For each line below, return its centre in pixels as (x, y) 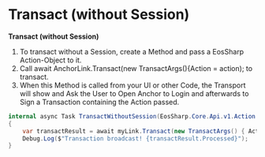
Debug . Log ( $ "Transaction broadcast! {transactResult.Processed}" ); (135, 138)
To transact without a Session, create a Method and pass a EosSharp (132, 51)
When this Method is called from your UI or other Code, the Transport (132, 85)
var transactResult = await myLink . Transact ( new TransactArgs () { (134, 131)
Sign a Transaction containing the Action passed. (99, 102)
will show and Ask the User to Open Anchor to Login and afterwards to (134, 93)
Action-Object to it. (50, 60)
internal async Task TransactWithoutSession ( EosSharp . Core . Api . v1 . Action (132, 116)
